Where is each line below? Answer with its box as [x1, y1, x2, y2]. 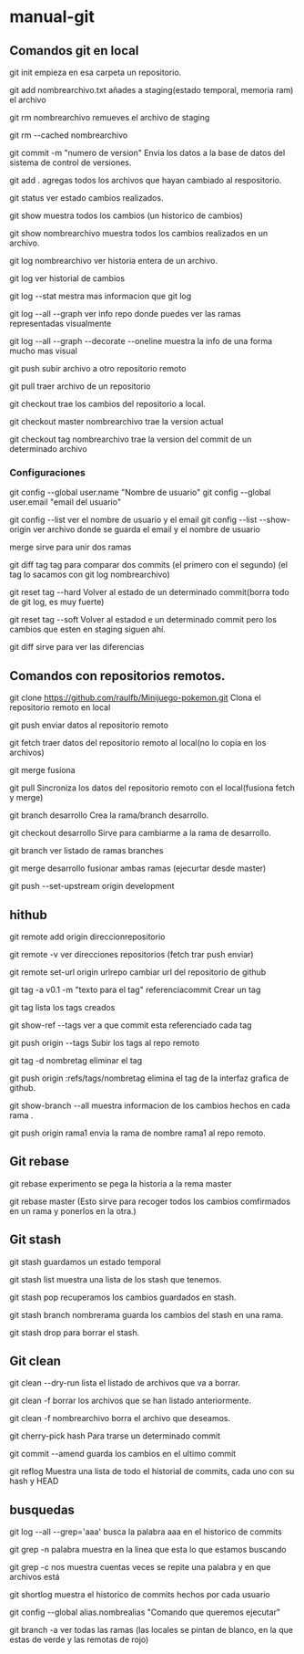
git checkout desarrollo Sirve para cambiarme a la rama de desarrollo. [9, 828, 271, 839]
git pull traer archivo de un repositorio [9, 381, 151, 392]
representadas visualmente [9, 318, 112, 329]
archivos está [9, 1572, 60, 1583]
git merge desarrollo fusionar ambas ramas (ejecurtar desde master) [9, 863, 267, 874]
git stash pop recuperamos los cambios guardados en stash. [9, 1292, 237, 1303]
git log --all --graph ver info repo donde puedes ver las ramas [9, 309, 241, 319]
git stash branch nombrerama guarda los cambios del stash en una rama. [9, 1309, 284, 1320]
